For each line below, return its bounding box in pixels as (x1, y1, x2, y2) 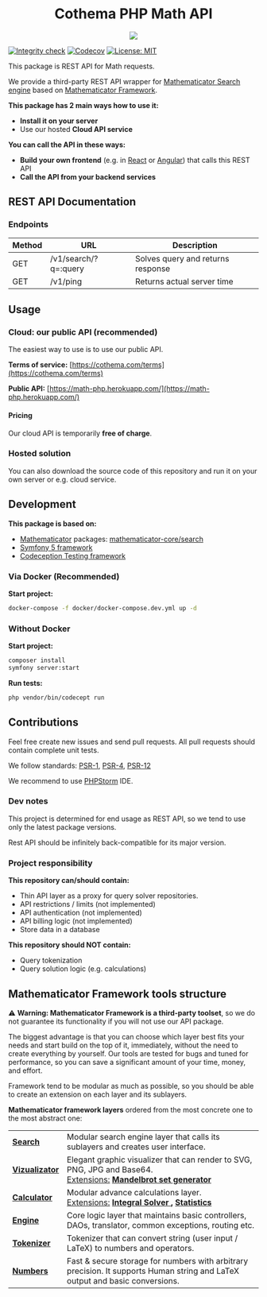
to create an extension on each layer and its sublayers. (8, 1090, 188, 1099)
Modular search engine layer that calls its (66, 1131, 220, 1142)
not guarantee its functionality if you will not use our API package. (8, 1016, 224, 1026)
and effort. (8, 1066, 43, 1075)
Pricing (8, 410, 33, 420)
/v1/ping (50, 276, 83, 287)
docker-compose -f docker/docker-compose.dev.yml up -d (8, 604, 197, 612)
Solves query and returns (134, 253, 230, 264)
